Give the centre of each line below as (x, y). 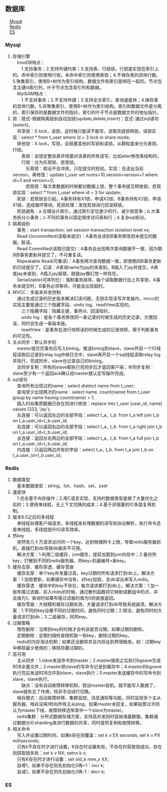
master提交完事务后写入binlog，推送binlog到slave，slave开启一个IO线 (89, 349)
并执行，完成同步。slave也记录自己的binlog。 (59, 361)
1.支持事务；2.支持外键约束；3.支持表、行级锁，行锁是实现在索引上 (90, 69)
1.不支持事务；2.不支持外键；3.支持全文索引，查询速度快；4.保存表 (90, 100)
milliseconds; (26, 741)
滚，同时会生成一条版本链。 (41, 324)
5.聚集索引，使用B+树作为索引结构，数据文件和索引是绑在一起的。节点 (85, 81)
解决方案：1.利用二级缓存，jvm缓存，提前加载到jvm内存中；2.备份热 (87, 555)
